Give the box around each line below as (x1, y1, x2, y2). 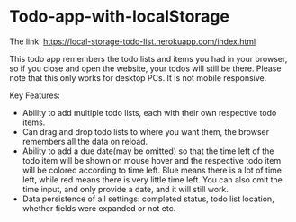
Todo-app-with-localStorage (9, 6, 229, 27)
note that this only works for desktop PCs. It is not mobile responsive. (9, 72, 267, 83)
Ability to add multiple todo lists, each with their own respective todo (22, 107, 277, 118)
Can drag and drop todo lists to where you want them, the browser (22, 126, 270, 137)
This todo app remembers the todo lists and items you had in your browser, (9, 53, 288, 64)
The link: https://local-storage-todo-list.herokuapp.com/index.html (9, 36, 256, 47)
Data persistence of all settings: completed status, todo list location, (22, 193, 274, 204)
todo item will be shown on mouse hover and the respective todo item (22, 155, 282, 165)
